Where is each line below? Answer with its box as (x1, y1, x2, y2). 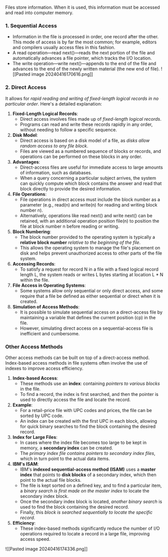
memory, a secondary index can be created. (20, 444, 113, 451)
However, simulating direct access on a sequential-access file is (20, 325, 153, 331)
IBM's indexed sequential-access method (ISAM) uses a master (20, 466, 156, 472)
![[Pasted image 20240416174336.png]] (5, 545, 88, 552)
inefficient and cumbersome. (20, 330, 80, 336)
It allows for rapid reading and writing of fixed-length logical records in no (5, 95, 159, 102)
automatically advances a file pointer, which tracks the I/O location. (12, 55, 152, 61)
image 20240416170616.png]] (31, 71, 93, 77)
